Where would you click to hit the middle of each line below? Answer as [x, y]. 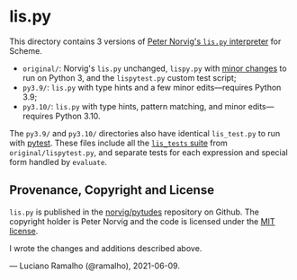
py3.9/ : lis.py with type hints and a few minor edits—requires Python [152, 87]
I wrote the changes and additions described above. [106, 248]
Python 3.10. [78, 116]
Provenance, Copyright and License [112, 190]
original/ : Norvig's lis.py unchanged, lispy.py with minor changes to [154, 68]
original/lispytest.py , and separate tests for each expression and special [148, 152]
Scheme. [26, 50]
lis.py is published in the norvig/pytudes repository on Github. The [134, 212]
